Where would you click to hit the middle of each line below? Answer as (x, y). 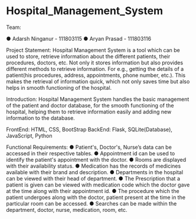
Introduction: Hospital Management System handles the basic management (98, 99)
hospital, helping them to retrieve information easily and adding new (89, 112)
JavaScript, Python (29, 135)
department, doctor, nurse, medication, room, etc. (67, 210)
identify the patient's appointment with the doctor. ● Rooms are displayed (96, 159)
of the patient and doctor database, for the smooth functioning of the (90, 105)
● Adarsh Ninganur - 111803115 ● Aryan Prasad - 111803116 (79, 38)
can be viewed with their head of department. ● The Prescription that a (93, 178)
